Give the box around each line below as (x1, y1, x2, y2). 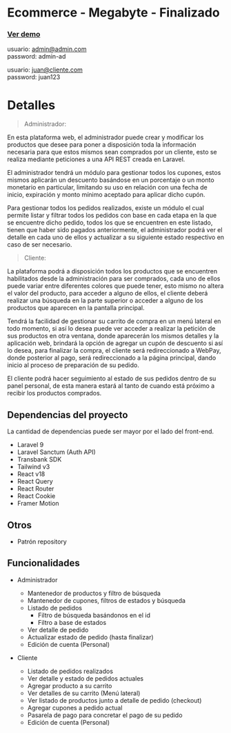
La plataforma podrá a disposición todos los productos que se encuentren (7, 267, 218, 276)
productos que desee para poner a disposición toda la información (7, 141, 197, 149)
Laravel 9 (17, 441, 44, 449)
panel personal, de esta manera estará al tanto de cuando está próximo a (7, 382, 215, 390)
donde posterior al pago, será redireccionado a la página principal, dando (7, 353, 217, 362)
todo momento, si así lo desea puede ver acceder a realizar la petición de (7, 324, 216, 333)
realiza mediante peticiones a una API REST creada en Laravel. (7, 155, 185, 163)
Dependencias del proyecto (7, 409, 128, 421)
